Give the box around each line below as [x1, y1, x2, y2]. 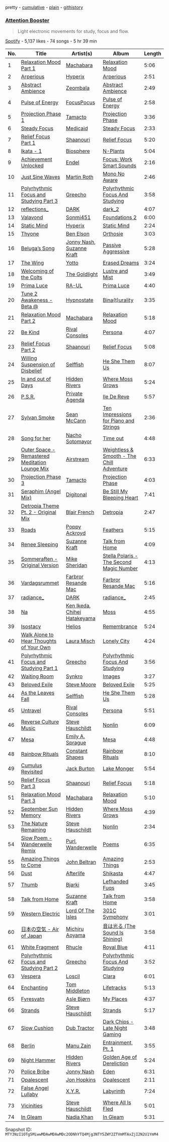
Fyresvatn [21, 996, 45, 1003]
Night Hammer [21, 1057, 56, 1064]
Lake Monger [103, 765, 134, 772]
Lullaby [21, 1091, 39, 1098]
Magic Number [103, 565, 138, 572]
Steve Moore [66, 681, 97, 688]
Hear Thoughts [21, 637, 57, 644]
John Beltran [66, 859, 97, 866]
